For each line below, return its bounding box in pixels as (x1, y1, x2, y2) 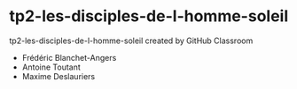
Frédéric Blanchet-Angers (21, 52, 117, 63)
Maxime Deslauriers (21, 70, 96, 81)
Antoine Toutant (21, 62, 82, 72)
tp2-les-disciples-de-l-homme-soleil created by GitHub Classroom (9, 35, 254, 46)
